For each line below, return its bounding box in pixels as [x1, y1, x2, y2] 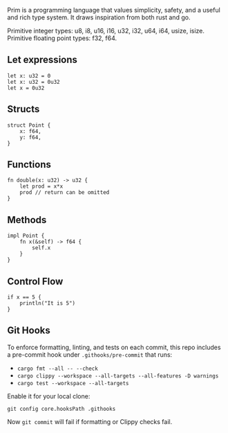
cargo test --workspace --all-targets [17, 380, 129, 387]
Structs [7, 103, 40, 115]
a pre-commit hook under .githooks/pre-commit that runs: [7, 350, 173, 359]
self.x [32, 245, 51, 251]
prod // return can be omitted [19, 189, 110, 196]
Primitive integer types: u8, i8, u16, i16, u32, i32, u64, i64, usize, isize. [7, 27, 205, 35]
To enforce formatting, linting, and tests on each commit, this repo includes [7, 343, 221, 351]
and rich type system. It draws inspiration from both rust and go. [7, 13, 191, 21]
